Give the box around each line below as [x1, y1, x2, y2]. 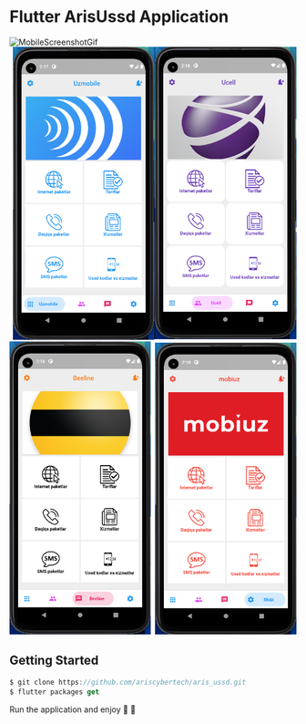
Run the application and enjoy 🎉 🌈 [9, 704, 137, 715]
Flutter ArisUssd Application [9, 6, 229, 27]
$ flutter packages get [9, 687, 100, 697]
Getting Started [9, 652, 99, 667]
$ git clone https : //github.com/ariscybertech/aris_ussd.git [9, 677, 247, 687]
